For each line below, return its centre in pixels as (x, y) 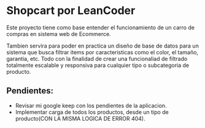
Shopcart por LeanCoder (71, 11)
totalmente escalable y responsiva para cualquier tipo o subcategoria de (98, 65)
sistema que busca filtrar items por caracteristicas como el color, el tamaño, (102, 52)
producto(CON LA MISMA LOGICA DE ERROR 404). (80, 118)
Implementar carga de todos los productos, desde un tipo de (92, 112)
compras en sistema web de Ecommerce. (59, 34)
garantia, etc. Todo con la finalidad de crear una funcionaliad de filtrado (97, 59)
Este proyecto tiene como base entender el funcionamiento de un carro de (101, 27)
